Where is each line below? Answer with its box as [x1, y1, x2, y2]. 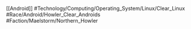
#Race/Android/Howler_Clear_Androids [6, 11, 101, 18]
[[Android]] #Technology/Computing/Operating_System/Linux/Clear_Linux [6, 5, 186, 12]
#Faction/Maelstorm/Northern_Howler [6, 17, 98, 24]
